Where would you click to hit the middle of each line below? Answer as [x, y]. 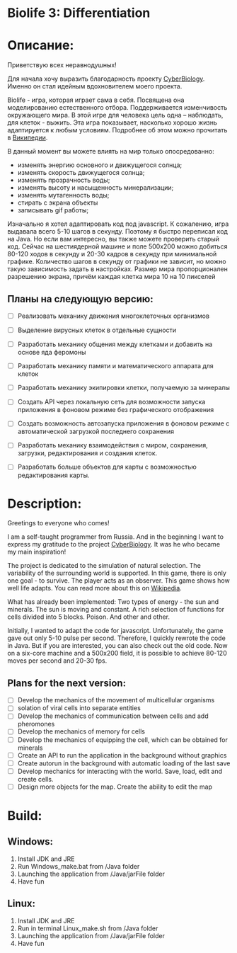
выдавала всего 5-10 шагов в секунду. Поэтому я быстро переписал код [118, 232]
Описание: [41, 46]
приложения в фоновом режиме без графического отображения [116, 410]
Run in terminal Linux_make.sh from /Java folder [88, 928]
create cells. [35, 779]
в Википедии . [28, 138]
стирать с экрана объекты [58, 202]
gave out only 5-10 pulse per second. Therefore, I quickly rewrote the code [117, 638]
